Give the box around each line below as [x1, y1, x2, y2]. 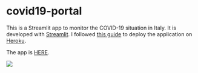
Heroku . [6, 37, 27, 44]
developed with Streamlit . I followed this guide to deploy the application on [6, 30, 193, 37]
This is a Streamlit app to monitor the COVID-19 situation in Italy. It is [6, 24, 177, 31]
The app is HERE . [6, 48, 50, 56]
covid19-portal [6, 4, 82, 18]
